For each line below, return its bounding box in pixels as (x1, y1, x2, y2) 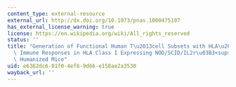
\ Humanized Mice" (13, 56, 68, 63)
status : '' (7, 36, 39, 43)
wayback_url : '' (7, 69, 55, 76)
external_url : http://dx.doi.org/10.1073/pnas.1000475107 (7, 17, 181, 24)
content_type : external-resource (7, 10, 105, 18)
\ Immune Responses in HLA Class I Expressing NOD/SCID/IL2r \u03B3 (13, 50, 216, 57)
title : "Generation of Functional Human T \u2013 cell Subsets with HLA (7, 43, 218, 50)
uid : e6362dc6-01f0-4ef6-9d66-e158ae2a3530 (7, 62, 137, 69)
